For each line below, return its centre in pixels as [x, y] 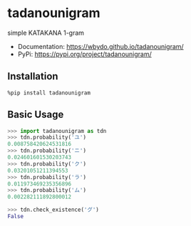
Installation [33, 76]
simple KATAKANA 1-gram [46, 33]
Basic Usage [36, 115]
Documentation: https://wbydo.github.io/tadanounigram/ [100, 46]
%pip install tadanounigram [49, 93]
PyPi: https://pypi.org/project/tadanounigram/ [84, 54]
